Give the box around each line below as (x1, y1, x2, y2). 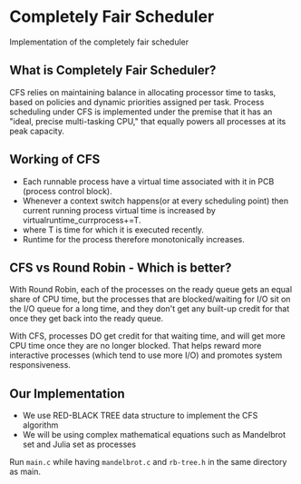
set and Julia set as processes (22, 439, 137, 450)
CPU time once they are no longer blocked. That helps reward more (9, 341, 262, 351)
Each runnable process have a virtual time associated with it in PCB (22, 175, 275, 187)
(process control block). (22, 185, 112, 196)
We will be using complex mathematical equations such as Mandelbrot (22, 430, 286, 440)
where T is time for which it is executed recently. (22, 224, 204, 235)
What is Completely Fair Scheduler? (9, 63, 217, 78)
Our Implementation (9, 386, 125, 401)
